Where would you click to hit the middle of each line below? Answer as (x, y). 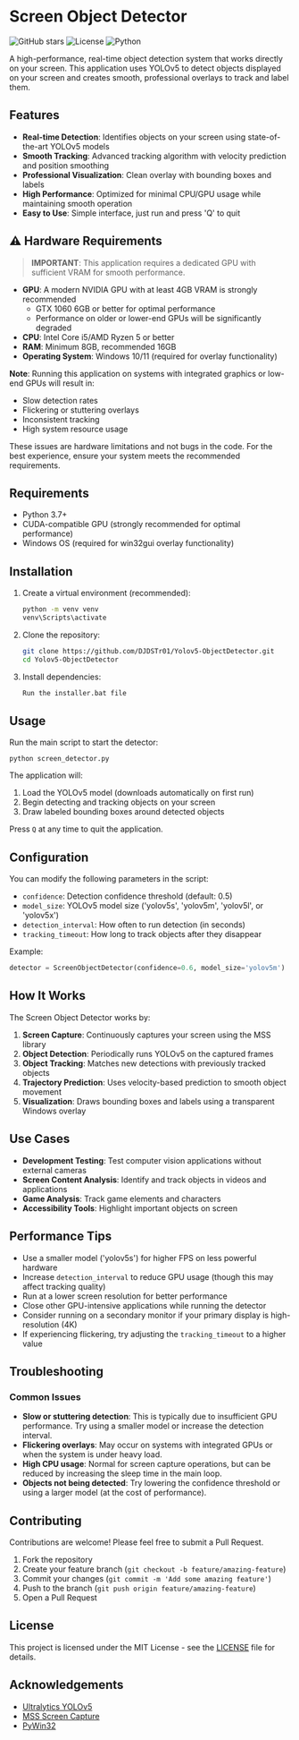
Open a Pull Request (60, 1598)
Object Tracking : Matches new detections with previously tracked (144, 1063)
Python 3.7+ (45, 515)
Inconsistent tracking (61, 419)
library (34, 1044)
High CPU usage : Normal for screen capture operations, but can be (146, 1464)
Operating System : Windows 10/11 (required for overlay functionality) (150, 356)
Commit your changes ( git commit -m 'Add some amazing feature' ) (147, 1578)
